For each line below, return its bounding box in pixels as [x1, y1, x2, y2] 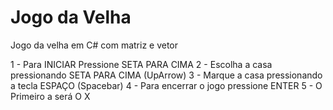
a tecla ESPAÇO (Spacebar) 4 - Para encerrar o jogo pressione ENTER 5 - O [10, 79, 323, 91]
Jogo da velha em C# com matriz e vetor [10, 39, 179, 51]
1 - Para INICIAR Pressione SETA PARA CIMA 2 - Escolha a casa [10, 58, 273, 70]
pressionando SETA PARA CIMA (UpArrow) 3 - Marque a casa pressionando [10, 69, 323, 81]
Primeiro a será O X [10, 90, 91, 102]
